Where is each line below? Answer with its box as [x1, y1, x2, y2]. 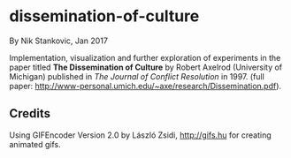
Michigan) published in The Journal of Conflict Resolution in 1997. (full [9, 71, 265, 81]
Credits [9, 106, 51, 121]
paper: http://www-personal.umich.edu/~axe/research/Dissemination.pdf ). [9, 80, 281, 91]
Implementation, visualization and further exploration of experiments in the [9, 52, 281, 63]
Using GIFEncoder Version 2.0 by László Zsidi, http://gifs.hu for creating [9, 130, 272, 140]
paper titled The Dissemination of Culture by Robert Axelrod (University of [9, 62, 283, 72]
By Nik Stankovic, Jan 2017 [9, 35, 109, 46]
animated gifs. [9, 139, 62, 149]
